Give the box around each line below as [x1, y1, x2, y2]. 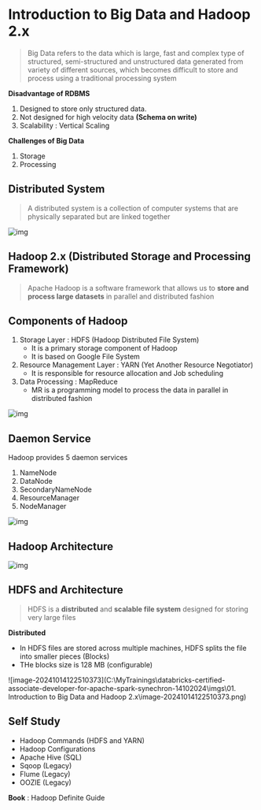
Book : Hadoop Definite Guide [8, 793, 105, 802]
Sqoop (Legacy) [19, 760, 72, 770]
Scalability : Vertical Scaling [19, 121, 110, 130]
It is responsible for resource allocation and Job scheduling [31, 369, 224, 378]
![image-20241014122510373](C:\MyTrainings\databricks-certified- [8, 675, 226, 685]
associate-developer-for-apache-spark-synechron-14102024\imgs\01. [8, 683, 237, 693]
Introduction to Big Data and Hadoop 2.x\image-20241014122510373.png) [8, 692, 247, 701]
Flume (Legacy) [19, 769, 71, 778]
